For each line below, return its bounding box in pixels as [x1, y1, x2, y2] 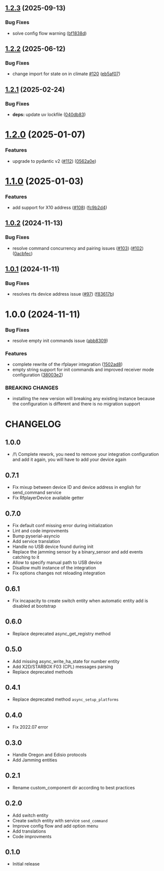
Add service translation [12, 539, 61, 544]
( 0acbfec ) [12, 250, 33, 256]
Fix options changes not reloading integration [12, 570, 105, 576]
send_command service [12, 490, 62, 496]
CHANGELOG [5, 418, 61, 430]
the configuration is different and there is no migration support [12, 401, 141, 407]
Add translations [12, 828, 46, 834]
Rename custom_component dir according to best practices [12, 784, 135, 790]
